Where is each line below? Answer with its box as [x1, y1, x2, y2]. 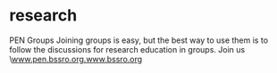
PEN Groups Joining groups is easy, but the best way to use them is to [9, 35, 269, 45]
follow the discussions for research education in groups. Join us [9, 44, 246, 54]
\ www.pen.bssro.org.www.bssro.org [9, 53, 143, 64]
